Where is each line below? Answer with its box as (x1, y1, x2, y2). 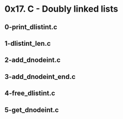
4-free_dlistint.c (4, 89, 56, 98)
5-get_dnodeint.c (4, 106, 59, 114)
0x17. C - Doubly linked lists (4, 3, 118, 15)
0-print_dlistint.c (4, 23, 58, 31)
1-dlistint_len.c (4, 39, 51, 47)
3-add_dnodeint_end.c (4, 72, 76, 81)
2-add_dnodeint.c (4, 56, 61, 64)
